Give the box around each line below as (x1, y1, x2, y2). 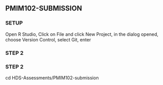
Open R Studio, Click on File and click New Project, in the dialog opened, (5, 31, 159, 37)
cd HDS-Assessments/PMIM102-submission (5, 74, 99, 81)
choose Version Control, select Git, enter (5, 36, 91, 42)
